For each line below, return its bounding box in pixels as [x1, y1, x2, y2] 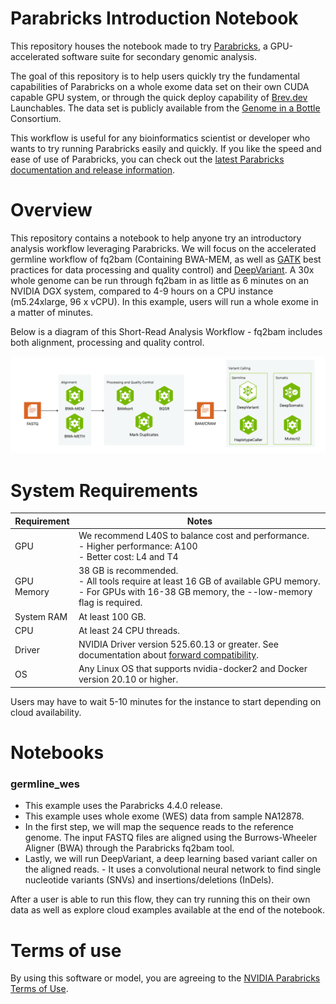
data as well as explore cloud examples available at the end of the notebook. [10, 904, 326, 916]
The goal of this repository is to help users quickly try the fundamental [10, 70, 300, 82]
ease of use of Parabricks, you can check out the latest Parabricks [10, 153, 285, 165]
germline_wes [10, 777, 80, 791]
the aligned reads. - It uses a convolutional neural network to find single [24, 863, 322, 876]
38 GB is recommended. [78, 565, 179, 577]
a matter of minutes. [10, 306, 94, 318]
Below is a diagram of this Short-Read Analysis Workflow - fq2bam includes [10, 325, 323, 337]
